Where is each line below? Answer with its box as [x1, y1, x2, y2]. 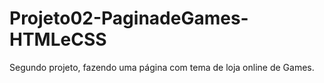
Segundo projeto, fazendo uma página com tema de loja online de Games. [9, 61, 315, 73]
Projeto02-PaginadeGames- [9, 7, 249, 30]
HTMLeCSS [9, 28, 107, 51]
